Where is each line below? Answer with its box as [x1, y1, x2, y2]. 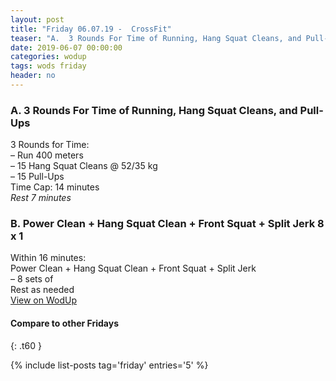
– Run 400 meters [10, 149, 84, 161]
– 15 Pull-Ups [10, 171, 65, 183]
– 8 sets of [10, 273, 54, 285]
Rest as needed [10, 284, 75, 296]
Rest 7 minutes [10, 192, 72, 204]
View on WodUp [10, 294, 77, 306]
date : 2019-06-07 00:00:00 [10, 42, 123, 53]
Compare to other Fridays [10, 317, 120, 330]
